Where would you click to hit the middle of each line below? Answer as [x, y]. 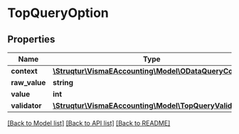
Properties [31, 39]
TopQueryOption [58, 13]
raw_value [28, 83]
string [63, 83]
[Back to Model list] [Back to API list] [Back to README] [89, 123]
